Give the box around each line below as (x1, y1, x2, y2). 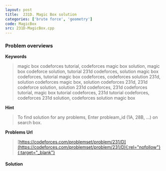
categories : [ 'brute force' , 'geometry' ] (5, 16, 93, 21)
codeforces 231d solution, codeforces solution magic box (17, 95, 136, 101)
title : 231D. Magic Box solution (5, 12, 77, 17)
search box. (17, 120, 42, 126)
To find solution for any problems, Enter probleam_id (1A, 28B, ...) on (17, 114, 158, 120)
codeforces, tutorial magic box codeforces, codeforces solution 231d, (17, 74, 161, 80)
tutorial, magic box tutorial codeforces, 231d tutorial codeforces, (17, 90, 150, 96)
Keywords (5, 53, 27, 60)
